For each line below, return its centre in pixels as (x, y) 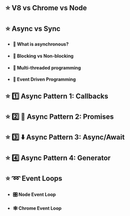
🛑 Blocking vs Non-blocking (43, 56)
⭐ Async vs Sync (33, 28)
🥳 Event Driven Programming (44, 79)
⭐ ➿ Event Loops (34, 178)
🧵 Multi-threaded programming (47, 68)
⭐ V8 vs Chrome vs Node (46, 8)
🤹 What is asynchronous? (41, 44)
